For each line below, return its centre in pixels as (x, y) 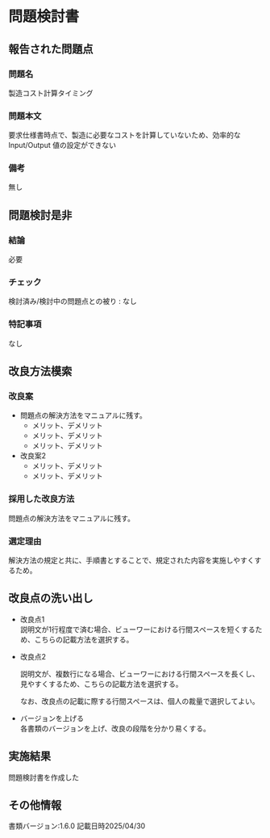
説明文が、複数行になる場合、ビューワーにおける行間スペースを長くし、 (139, 674)
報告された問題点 (51, 49)
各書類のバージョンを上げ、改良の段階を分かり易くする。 (115, 728)
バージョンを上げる (52, 718)
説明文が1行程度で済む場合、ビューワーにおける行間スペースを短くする (137, 629)
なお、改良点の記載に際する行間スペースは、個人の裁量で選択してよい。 (139, 701)
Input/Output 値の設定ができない (62, 145)
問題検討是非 (40, 215)
